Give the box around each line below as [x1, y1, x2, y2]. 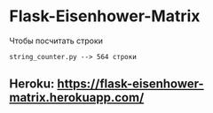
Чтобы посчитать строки [9, 35, 104, 46]
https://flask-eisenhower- [57, 77, 204, 92]
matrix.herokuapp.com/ [9, 90, 145, 105]
